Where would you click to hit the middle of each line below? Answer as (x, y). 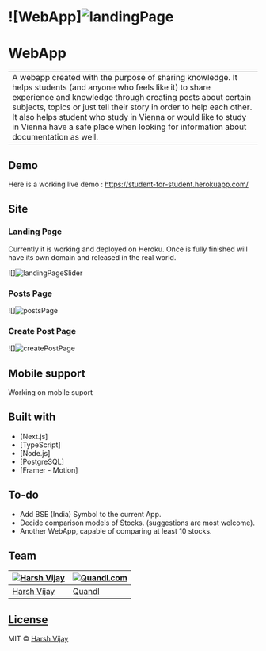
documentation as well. (55, 137)
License (28, 620)
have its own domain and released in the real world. (92, 257)
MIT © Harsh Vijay (38, 639)
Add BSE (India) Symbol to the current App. (90, 514)
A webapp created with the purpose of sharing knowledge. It (125, 78)
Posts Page (30, 293)
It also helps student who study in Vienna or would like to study (129, 117)
